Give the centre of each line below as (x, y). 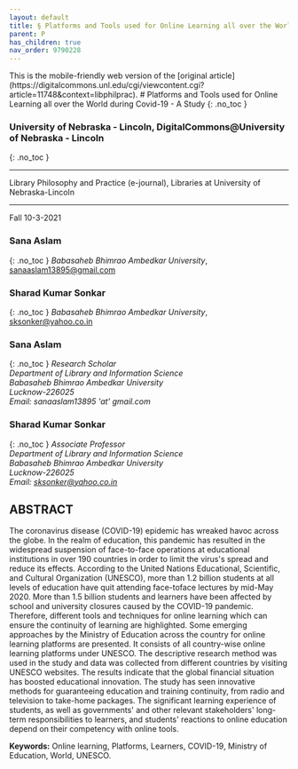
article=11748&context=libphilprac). (74, 95)
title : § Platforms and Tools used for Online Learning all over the (141, 26)
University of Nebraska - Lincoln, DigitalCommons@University (147, 127)
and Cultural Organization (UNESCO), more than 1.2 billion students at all (142, 578)
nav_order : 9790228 (45, 51)
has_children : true (45, 42)
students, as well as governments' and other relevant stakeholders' (132, 710)
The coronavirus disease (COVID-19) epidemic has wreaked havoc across (144, 531)
